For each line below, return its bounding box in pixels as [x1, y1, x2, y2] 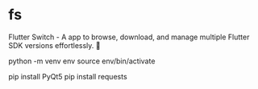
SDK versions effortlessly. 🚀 [8, 40, 101, 50]
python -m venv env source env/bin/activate [8, 56, 156, 66]
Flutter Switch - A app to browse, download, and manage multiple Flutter [8, 32, 250, 42]
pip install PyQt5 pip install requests [8, 71, 127, 81]
